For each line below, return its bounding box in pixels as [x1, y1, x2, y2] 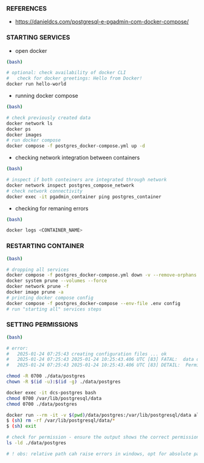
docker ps [6, 126, 32, 132]
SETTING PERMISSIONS [6, 320, 78, 329]
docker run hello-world [6, 81, 67, 87]
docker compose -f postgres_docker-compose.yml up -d [6, 143, 146, 149]
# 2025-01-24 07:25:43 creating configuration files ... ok [6, 351, 167, 357]
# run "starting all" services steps [6, 306, 102, 312]
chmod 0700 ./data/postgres [6, 401, 78, 407]
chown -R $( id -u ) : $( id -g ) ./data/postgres [6, 379, 121, 385]
